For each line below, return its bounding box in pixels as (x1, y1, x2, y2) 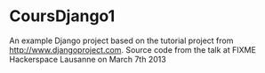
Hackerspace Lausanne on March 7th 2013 (9, 54, 166, 64)
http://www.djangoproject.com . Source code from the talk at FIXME (9, 44, 256, 55)
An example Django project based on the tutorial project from (9, 35, 234, 46)
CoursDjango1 (9, 6, 116, 26)
